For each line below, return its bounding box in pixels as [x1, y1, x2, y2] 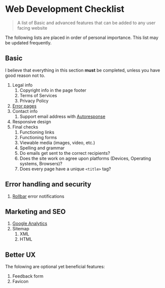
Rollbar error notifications [12, 193, 65, 199]
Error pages [12, 103, 37, 109]
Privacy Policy [19, 98, 49, 104]
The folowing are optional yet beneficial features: [5, 264, 105, 270]
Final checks [12, 124, 39, 130]
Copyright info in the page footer [19, 87, 86, 93]
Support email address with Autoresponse [19, 113, 106, 119]
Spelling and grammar [19, 144, 65, 151]
